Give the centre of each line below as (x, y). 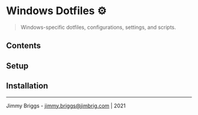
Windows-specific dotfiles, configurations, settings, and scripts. (98, 27)
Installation (27, 86)
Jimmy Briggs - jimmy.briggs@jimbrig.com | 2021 (66, 106)
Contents (24, 46)
